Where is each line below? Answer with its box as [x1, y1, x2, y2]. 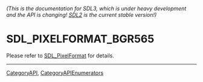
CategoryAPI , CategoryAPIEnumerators [6, 69, 104, 76]
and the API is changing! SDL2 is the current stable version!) [6, 11, 157, 18]
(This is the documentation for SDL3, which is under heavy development [6, 5, 187, 12]
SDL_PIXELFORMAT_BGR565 [6, 32, 155, 45]
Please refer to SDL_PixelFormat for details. [6, 51, 115, 59]
